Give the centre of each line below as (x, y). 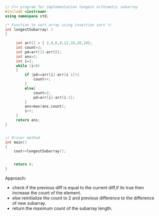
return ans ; (28, 120)
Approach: (16, 178)
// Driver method (23, 137)
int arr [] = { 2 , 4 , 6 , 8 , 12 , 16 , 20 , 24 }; (54, 43)
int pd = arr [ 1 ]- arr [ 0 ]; (39, 52)
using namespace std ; (27, 16)
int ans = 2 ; (27, 57)
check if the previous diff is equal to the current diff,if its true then (78, 187)
